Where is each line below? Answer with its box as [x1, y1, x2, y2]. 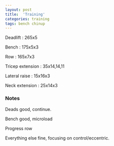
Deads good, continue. [5, 106, 52, 112]
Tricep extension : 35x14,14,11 [5, 63, 65, 69]
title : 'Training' [5, 12, 45, 17]
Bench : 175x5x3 [5, 44, 38, 50]
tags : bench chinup [5, 21, 45, 26]
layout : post [5, 7, 32, 12]
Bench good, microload [5, 116, 53, 122]
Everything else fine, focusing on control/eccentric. [5, 135, 110, 141]
